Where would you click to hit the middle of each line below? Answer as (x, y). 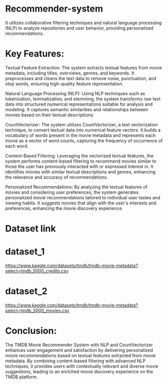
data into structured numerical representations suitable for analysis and (79, 104)
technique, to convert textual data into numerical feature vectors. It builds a (83, 130)
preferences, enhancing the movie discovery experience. (64, 208)
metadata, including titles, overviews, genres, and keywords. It (70, 73)
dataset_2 (26, 291)
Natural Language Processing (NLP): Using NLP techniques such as (75, 93)
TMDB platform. (22, 377)
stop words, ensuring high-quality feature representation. (64, 84)
